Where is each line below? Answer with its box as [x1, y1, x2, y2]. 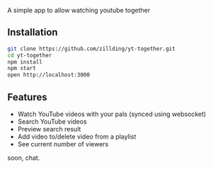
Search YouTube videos [17, 117, 87, 126]
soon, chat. [7, 153, 40, 162]
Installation [7, 26, 58, 38]
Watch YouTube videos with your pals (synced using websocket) [17, 110, 207, 118]
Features [7, 91, 47, 103]
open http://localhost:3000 [7, 71, 91, 78]
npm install [7, 58, 42, 66]
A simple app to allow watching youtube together [7, 6, 151, 14]
